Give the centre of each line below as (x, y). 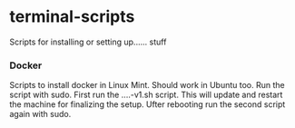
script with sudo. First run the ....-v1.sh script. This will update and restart (146, 95)
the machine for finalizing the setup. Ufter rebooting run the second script (147, 104)
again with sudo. (40, 114)
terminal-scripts (72, 17)
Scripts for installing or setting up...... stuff (88, 42)
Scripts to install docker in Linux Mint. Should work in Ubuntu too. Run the (147, 85)
